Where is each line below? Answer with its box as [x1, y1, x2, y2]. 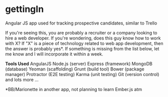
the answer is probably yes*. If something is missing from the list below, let [5, 45, 159, 51]
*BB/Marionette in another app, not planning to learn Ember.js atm [5, 86, 142, 92]
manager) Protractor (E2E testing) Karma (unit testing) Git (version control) [5, 71, 159, 77]
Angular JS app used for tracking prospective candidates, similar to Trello [5, 20, 157, 26]
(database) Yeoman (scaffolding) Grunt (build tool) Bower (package [5, 66, 144, 72]
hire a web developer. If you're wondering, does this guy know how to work [5, 35, 161, 41]
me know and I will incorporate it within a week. [5, 51, 104, 57]
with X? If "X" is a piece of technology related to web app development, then [5, 40, 163, 46]
